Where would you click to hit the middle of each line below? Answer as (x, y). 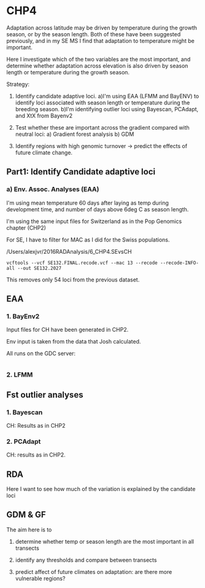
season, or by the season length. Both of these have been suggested (94, 34)
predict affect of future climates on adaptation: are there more (94, 571)
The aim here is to (29, 530)
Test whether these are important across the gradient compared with (102, 127)
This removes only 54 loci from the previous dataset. (73, 280)
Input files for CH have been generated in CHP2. (68, 330)
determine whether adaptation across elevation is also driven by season (97, 66)
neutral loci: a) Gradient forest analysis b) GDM (75, 134)
